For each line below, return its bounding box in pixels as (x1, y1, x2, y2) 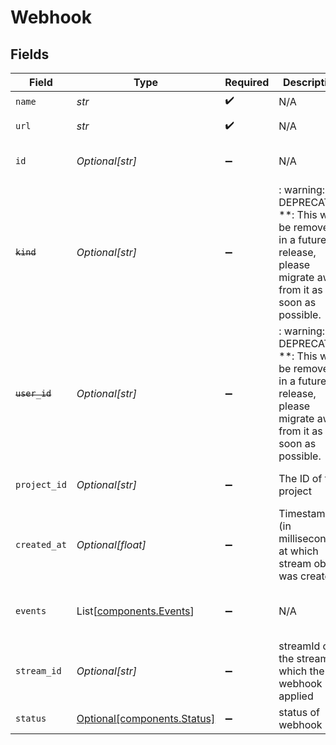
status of (278, 706, 320, 719)
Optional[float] (76, 538, 147, 551)
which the (278, 664, 325, 678)
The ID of (278, 472, 323, 485)
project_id (15, 479, 67, 490)
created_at (15, 539, 67, 550)
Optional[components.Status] (76, 712, 216, 725)
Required (224, 76, 270, 89)
